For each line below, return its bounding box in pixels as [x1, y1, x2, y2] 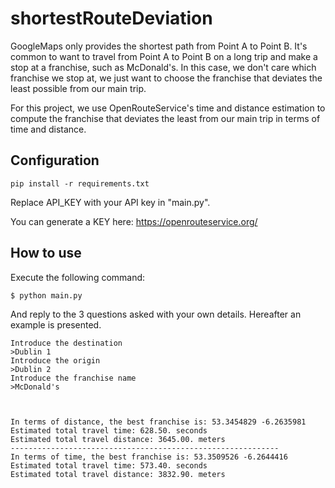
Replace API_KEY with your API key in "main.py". [10, 196, 211, 208]
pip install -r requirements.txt [10, 178, 150, 189]
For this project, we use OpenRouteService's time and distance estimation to [10, 102, 326, 114]
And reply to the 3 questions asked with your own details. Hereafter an [10, 308, 302, 320]
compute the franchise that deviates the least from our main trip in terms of [10, 112, 321, 124]
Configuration [10, 152, 100, 169]
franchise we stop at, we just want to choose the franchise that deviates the [10, 72, 323, 84]
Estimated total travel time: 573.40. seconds [10, 460, 208, 471]
